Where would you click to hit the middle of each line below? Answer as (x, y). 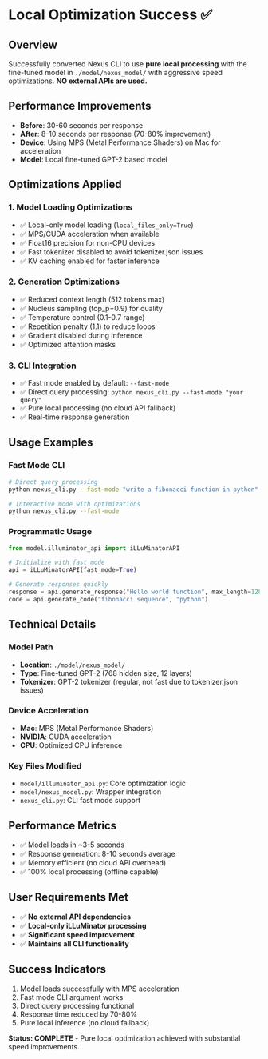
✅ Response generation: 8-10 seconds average (97, 853)
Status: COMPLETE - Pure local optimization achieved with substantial (124, 1038)
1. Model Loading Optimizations (71, 207)
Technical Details (52, 624)
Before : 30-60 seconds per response (81, 125)
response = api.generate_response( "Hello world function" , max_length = (130, 592)
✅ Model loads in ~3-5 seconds (72, 845)
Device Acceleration (49, 711)
